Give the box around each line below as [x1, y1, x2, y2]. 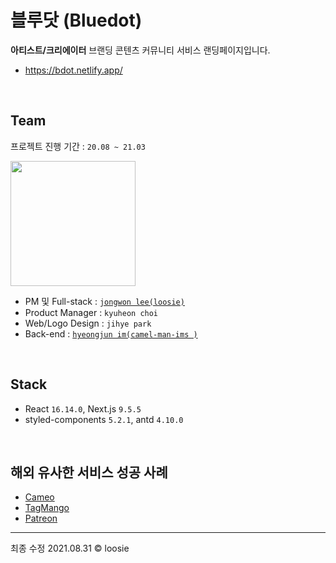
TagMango [24, 502, 70, 514]
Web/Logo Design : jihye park [24, 317, 152, 329]
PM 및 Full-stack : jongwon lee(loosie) [24, 295, 185, 307]
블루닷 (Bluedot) [10, 9, 143, 32]
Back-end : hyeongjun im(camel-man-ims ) [24, 327, 198, 340]
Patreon [24, 512, 58, 525]
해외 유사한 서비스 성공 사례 [10, 464, 168, 481]
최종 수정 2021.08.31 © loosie [10, 542, 130, 555]
